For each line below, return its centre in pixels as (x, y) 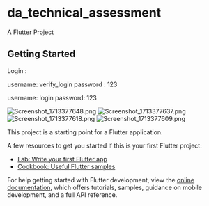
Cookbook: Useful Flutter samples (66, 166)
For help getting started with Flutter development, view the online (101, 180)
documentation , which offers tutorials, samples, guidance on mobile (104, 187)
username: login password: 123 (52, 97)
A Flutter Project (31, 32)
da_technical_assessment (84, 13)
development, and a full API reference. (62, 195)
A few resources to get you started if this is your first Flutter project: (104, 145)
